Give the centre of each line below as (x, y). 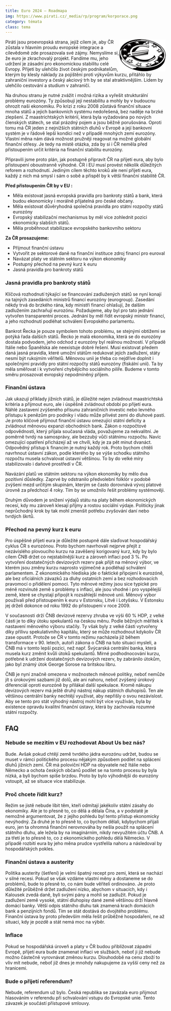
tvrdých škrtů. (20, 516)
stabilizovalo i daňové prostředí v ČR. (44, 464)
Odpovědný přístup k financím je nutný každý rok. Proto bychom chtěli (79, 447)
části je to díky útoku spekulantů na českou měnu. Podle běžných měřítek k (84, 621)
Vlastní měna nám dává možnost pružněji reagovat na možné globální (78, 139)
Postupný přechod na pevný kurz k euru (55, 264)
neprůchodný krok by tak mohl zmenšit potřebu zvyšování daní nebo (77, 511)
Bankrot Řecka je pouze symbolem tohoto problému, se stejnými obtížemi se (85, 331)
